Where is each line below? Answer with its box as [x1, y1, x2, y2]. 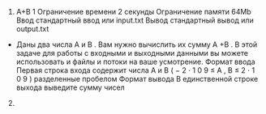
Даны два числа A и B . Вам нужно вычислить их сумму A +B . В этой [15, 40, 258, 49]
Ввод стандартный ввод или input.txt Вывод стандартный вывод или [15, 15, 254, 25]
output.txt [15, 24, 49, 33]
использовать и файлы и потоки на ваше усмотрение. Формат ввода [15, 57, 255, 66]
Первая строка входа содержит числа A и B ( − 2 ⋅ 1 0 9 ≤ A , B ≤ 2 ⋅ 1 [15, 65, 255, 75]
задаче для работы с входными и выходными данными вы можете [15, 49, 249, 57]
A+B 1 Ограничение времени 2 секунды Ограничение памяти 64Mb [15, 7, 251, 16]
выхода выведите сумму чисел [15, 82, 125, 92]
